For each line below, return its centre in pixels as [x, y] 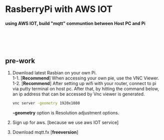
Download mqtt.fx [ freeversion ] [45, 132]
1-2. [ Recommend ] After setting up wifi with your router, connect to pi [84, 83]
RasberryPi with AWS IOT [59, 9]
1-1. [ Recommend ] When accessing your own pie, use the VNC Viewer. [86, 78]
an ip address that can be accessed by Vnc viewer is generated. [78, 94]
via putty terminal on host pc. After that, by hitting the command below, [85, 89]
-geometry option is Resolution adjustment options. [66, 113]
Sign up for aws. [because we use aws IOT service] [65, 122]
